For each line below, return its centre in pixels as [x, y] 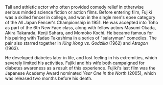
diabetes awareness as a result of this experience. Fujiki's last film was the [80, 68]
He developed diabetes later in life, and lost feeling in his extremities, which [81, 58]
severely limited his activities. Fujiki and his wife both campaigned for [75, 63]
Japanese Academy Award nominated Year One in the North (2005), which [81, 73]
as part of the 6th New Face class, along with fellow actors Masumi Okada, [81, 28]
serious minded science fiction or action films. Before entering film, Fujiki [79, 12]
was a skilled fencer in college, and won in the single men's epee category [80, 17]
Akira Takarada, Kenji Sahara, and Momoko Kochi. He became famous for [79, 33]
